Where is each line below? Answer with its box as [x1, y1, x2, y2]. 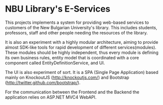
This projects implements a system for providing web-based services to [5, 19, 149, 25]
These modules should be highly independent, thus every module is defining [5, 50, 159, 55]
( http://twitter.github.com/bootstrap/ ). [5, 79, 81, 86]
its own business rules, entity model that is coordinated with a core [5, 54, 140, 60]
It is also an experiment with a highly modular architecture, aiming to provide [5, 39, 159, 45]
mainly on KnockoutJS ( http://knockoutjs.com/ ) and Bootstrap [5, 74, 129, 80]
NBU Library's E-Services [5, 3, 110, 15]
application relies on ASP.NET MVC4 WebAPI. [5, 94, 97, 100]
